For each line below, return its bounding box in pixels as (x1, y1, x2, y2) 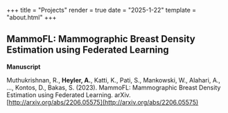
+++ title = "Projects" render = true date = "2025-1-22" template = (6, 6, 197, 14)
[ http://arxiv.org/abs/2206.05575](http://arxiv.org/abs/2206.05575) (6, 98, 199, 106)
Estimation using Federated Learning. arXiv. (6, 90, 131, 99)
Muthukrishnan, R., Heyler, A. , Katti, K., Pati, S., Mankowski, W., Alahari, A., (6, 76, 221, 84)
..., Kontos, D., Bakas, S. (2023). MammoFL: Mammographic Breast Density (6, 83, 221, 92)
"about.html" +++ (6, 13, 57, 21)
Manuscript (6, 62, 41, 71)
